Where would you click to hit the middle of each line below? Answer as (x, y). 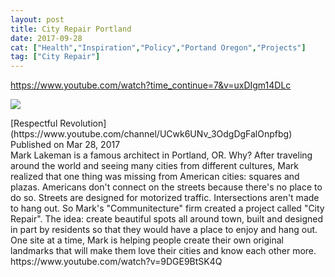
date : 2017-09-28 (46, 38)
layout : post (37, 19)
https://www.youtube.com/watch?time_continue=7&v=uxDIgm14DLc (151, 85)
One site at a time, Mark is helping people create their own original (147, 240)
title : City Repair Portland (71, 29)
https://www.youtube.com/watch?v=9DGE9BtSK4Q (116, 262)
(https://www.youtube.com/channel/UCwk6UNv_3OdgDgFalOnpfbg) (151, 134)
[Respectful (34, 123)
